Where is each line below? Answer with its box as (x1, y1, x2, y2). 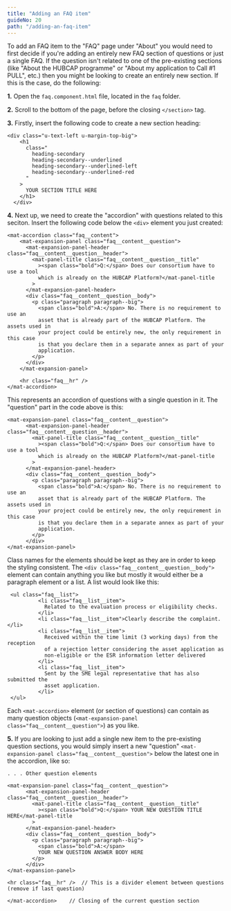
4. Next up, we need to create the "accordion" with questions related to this (7, 211, 223, 220)
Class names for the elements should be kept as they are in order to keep (7, 556, 216, 565)
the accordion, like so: (7, 757, 71, 766)
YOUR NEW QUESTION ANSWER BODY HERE (37, 849, 144, 856)
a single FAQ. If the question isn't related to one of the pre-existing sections (7, 57, 223, 65)
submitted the (7, 676, 48, 683)
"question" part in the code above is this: (7, 403, 124, 412)
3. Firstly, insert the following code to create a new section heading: (7, 119, 201, 127)
